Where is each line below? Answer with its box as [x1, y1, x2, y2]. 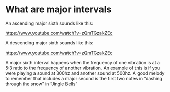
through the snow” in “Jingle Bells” [5, 81, 78, 87]
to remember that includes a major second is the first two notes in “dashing [5, 75, 162, 81]
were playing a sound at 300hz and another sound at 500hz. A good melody [5, 70, 165, 76]
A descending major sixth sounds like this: [5, 39, 94, 46]
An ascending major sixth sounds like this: [5, 20, 94, 26]
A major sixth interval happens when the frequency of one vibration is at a [5, 59, 160, 65]
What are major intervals [5, 4, 112, 15]
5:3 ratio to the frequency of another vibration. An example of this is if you [5, 65, 160, 71]
